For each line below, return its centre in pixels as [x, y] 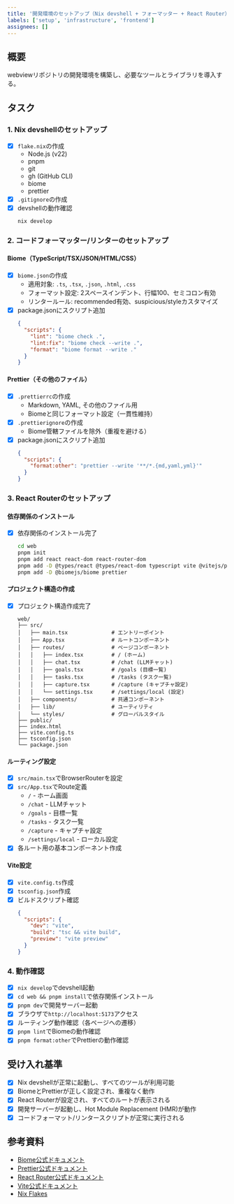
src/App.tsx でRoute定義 [52, 787]
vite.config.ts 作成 [46, 882]
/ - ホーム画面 [48, 796]
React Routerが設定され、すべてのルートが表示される [94, 1100]
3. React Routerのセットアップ [59, 498]
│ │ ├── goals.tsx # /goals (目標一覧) [92, 669]
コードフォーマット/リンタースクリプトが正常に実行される [101, 1117]
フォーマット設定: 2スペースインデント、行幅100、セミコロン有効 [122, 293]
